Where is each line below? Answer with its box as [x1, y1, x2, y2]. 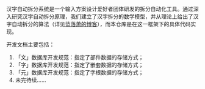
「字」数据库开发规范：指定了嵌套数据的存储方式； [15, 61, 144, 68]
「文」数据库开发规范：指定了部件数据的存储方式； [15, 54, 144, 61]
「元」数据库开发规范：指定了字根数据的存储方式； [15, 69, 144, 76]
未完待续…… [15, 76, 46, 84]
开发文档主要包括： [6, 41, 55, 48]
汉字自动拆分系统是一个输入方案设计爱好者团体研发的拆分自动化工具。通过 [6, 5, 193, 12]
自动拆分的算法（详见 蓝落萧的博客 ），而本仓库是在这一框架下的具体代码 [11, 21, 191, 27]
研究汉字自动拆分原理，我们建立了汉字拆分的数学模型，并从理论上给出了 [11, 13, 193, 20]
